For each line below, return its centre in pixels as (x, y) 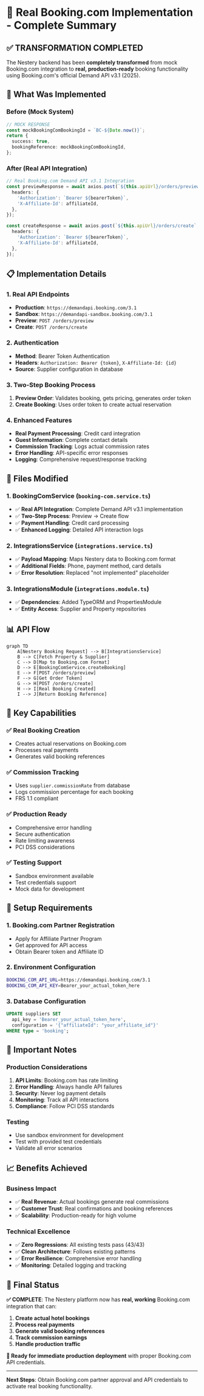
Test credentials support (46, 882)
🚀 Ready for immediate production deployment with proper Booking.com (99, 1356)
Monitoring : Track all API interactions (62, 1100)
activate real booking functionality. (49, 1386)
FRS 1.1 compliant (37, 798)
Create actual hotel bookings (52, 1318)
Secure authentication (43, 834)
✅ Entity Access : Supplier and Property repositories (81, 609)
